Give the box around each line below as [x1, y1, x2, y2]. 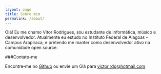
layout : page [5, 7, 32, 12]
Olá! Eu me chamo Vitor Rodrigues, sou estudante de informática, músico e [5, 30, 156, 35]
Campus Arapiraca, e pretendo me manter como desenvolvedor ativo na [5, 40, 150, 45]
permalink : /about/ [5, 16, 45, 21]
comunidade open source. [5, 44, 58, 51]
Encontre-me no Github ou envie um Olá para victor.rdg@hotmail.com [5, 63, 145, 69]
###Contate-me [5, 54, 38, 60]
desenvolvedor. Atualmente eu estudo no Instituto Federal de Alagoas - [5, 34, 148, 40]
